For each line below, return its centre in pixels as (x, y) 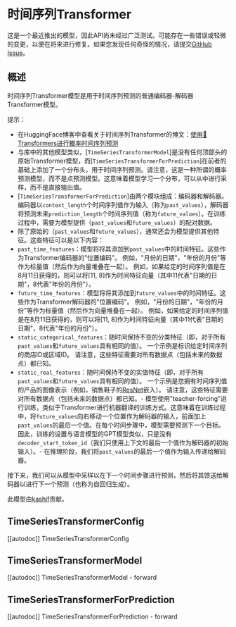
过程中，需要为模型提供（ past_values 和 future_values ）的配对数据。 (117, 222)
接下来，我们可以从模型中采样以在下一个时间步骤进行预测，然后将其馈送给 (115, 475)
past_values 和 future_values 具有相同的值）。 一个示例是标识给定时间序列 (122, 345)
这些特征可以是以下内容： (67, 240)
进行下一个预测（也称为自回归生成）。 (79, 484)
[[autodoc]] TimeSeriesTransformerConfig (68, 538)
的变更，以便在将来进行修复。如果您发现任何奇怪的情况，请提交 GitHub (110, 44)
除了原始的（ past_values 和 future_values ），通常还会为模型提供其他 (115, 231)
